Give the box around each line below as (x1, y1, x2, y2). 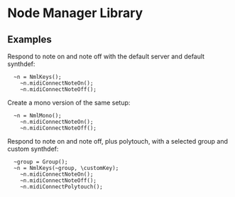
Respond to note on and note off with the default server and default (7, 52, 204, 60)
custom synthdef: (7, 144, 59, 153)
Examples (7, 33, 52, 46)
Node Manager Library (7, 5, 143, 21)
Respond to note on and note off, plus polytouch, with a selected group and (7, 137, 229, 145)
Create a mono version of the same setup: (7, 98, 131, 107)
